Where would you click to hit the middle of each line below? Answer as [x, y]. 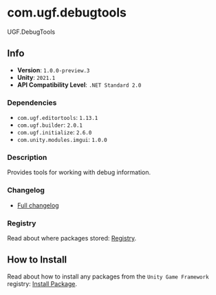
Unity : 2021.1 [36, 77]
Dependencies [32, 103]
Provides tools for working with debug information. [79, 172]
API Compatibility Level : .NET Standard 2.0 [79, 85]
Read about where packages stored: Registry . [72, 238]
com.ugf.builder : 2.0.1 [50, 125]
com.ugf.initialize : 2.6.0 [54, 132]
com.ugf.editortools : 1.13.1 [57, 118]
